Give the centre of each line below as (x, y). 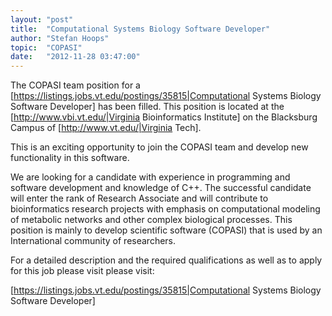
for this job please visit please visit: (82, 271)
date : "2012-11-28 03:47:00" (75, 57)
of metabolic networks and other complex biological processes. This (151, 220)
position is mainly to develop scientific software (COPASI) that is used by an (166, 230)
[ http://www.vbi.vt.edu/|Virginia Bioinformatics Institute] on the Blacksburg (164, 117)
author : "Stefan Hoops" (60, 38)
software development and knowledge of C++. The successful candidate (161, 188)
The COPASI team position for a (75, 85)
